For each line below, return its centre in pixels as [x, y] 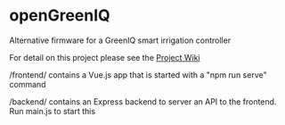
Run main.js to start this [53, 111]
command [28, 84]
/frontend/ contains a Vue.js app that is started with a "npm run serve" [138, 75]
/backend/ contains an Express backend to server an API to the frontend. [143, 101]
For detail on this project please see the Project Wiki [105, 57]
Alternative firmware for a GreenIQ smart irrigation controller [120, 40]
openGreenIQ [60, 16]
